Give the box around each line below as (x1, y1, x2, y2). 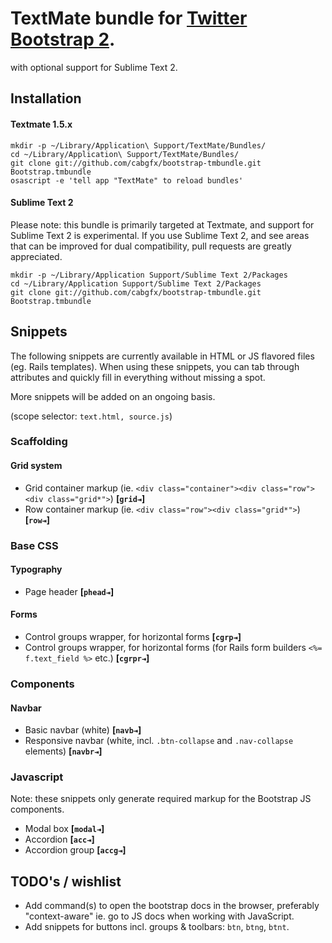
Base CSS (10, 538, 59, 552)
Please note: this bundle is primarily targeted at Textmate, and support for (10, 218, 315, 231)
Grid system (10, 460, 63, 472)
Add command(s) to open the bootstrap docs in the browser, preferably (24, 900, 320, 912)
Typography (10, 563, 63, 576)
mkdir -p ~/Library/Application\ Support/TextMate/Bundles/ (10, 140, 267, 151)
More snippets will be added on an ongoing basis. (10, 390, 216, 402)
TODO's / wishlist (10, 873, 122, 890)
